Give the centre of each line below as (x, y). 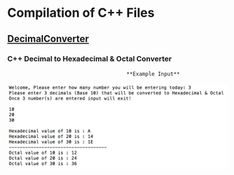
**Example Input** (153, 74)
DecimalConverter (48, 39)
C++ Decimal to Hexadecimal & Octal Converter (90, 59)
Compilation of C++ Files (81, 13)
